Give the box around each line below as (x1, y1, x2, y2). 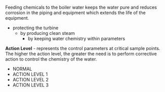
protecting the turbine (12, 25, 58, 31)
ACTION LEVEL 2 (12, 77, 49, 82)
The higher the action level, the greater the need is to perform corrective (5, 51, 157, 57)
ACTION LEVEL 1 (12, 71, 48, 77)
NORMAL (12, 66, 32, 72)
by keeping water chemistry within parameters (27, 35, 125, 41)
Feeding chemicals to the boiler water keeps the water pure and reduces (5, 5, 157, 10)
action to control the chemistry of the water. (5, 56, 97, 62)
